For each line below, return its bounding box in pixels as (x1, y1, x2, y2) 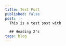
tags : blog (5, 34, 27, 39)
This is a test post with (9, 20, 62, 26)
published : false (5, 12, 40, 16)
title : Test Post (5, 7, 40, 12)
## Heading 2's (9, 30, 40, 34)
